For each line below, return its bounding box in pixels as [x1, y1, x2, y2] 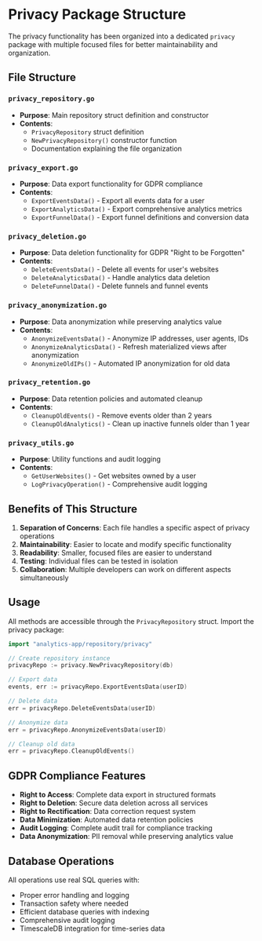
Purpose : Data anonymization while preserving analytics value [19, 316, 222, 326]
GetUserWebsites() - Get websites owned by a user [31, 471, 196, 480]
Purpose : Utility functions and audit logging [19, 454, 161, 464]
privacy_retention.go [8, 378, 91, 387]
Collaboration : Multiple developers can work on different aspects [19, 564, 231, 574]
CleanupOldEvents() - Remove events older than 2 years [31, 410, 213, 420]
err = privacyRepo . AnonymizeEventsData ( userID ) [8, 726, 167, 734]
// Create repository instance [8, 654, 111, 662]
